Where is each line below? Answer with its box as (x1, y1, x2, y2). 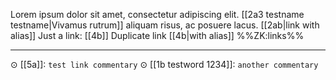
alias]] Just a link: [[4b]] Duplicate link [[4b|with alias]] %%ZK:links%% (10, 30, 305, 41)
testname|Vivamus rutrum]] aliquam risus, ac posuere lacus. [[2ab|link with (10, 19, 320, 31)
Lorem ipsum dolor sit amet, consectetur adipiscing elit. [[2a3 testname (10, 9, 305, 20)
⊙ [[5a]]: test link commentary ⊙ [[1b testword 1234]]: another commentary (10, 59, 319, 70)
